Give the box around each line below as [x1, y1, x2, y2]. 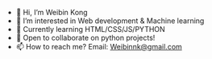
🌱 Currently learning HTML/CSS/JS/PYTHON [15, 25, 165, 33]
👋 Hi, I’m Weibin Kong [15, 8, 88, 17]
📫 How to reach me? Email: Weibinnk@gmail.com [15, 42, 183, 51]
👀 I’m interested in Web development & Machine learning [15, 16, 205, 26]
